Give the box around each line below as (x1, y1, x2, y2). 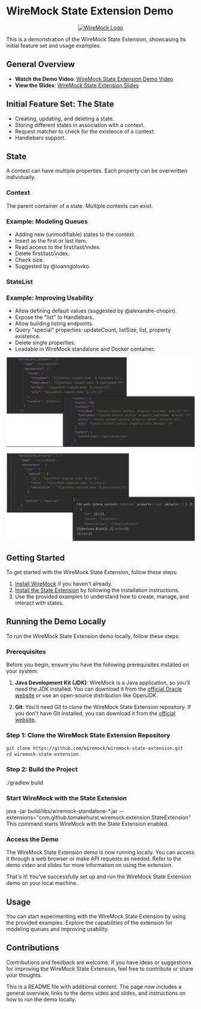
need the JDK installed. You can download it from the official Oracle (14, 685, 182, 693)
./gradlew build (6, 779, 44, 786)
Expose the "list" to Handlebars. (14, 313, 94, 321)
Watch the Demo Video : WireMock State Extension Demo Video (14, 75, 173, 82)
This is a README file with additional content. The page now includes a (6, 983, 182, 990)
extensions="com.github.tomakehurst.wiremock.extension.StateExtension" (6, 814, 191, 821)
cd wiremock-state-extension (6, 751, 79, 757)
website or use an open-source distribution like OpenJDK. (14, 692, 159, 699)
